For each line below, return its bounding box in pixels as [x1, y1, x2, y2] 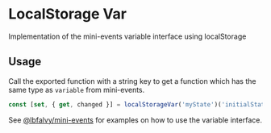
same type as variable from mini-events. [8, 85, 145, 94]
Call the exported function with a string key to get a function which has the [8, 76, 256, 85]
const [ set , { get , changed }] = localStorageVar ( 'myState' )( [8, 100, 222, 109]
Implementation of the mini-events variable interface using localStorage [8, 31, 247, 41]
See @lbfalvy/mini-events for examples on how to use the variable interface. [8, 114, 262, 125]
